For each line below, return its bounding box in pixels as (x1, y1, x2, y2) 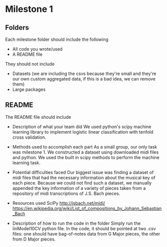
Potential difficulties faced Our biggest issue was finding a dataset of (12, 169, 154, 175)
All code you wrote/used (12, 46, 63, 52)
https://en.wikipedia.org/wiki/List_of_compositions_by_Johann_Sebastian (12, 205, 162, 211)
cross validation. (12, 134, 46, 140)
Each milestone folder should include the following (5, 36, 108, 42)
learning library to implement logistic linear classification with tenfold (12, 129, 154, 135)
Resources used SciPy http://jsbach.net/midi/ (12, 200, 105, 206)
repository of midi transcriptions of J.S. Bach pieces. (12, 190, 120, 196)
